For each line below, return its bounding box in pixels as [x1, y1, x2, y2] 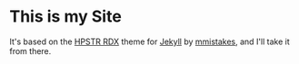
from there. [9, 45, 52, 56]
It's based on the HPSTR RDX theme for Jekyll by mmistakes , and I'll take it [9, 36, 291, 47]
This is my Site [9, 6, 123, 27]
